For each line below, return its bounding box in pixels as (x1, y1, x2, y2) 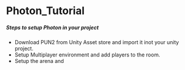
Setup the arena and (14, 58, 65, 65)
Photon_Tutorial (6, 4, 85, 18)
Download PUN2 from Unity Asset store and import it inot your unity (14, 39, 179, 46)
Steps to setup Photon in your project (6, 24, 99, 31)
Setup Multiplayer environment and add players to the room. (14, 51, 160, 58)
